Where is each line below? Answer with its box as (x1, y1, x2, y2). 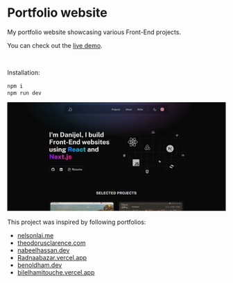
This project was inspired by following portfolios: (7, 218, 146, 227)
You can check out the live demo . (7, 41, 103, 49)
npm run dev (7, 89, 42, 97)
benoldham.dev (17, 261, 62, 269)
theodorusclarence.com (17, 238, 86, 248)
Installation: (7, 68, 40, 76)
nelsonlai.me (17, 232, 54, 240)
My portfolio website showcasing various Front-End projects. (7, 28, 182, 36)
